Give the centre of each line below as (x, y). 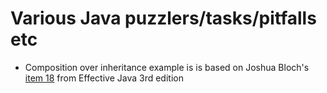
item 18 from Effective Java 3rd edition (104, 78)
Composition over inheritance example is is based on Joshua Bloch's (167, 67)
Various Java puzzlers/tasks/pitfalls (163, 18)
